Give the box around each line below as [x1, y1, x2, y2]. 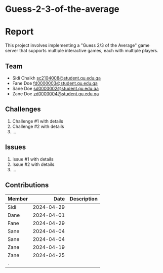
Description [69, 195, 98, 202]
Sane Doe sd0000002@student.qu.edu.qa [12, 85, 99, 91]
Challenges [5, 105, 41, 114]
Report [5, 26, 34, 38]
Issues [5, 143, 26, 152]
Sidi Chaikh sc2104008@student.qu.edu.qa [12, 75, 101, 81]
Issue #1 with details [12, 156, 54, 162]
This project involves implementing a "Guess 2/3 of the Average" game [5, 42, 150, 48]
